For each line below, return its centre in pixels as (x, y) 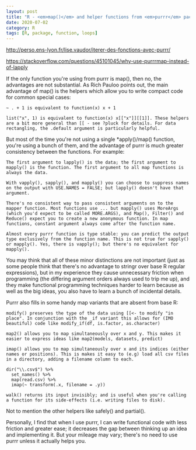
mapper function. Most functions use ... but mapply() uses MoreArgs (92, 209)
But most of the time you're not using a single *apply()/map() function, (90, 139)
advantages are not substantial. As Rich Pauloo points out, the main (87, 85)
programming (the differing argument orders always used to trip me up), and (98, 279)
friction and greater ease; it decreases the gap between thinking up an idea (97, 429)
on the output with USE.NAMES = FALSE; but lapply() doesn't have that (95, 188)
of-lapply (17, 67)
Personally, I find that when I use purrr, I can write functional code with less (97, 423)
